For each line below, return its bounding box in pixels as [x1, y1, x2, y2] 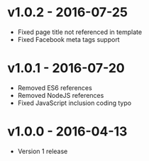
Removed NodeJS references [17, 91, 104, 99]
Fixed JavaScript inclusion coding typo [17, 99, 132, 107]
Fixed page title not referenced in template [17, 28, 143, 36]
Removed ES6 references [17, 83, 92, 92]
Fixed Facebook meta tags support [17, 35, 120, 43]
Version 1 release [17, 147, 68, 155]
